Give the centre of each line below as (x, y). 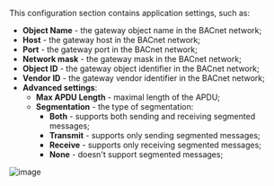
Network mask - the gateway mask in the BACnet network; (132, 59)
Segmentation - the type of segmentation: (115, 106)
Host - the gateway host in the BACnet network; (111, 40)
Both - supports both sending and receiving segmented (152, 116)
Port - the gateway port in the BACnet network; (110, 49)
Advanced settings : (60, 88)
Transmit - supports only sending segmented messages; (155, 135)
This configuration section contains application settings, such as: (129, 13)
